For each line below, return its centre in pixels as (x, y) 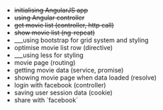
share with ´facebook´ (46, 100)
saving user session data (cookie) (63, 92)
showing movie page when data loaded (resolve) (85, 78)
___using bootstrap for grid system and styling (81, 40)
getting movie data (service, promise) (69, 70)
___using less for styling (49, 55)
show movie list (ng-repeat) (55, 32)
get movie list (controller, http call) (64, 25)
